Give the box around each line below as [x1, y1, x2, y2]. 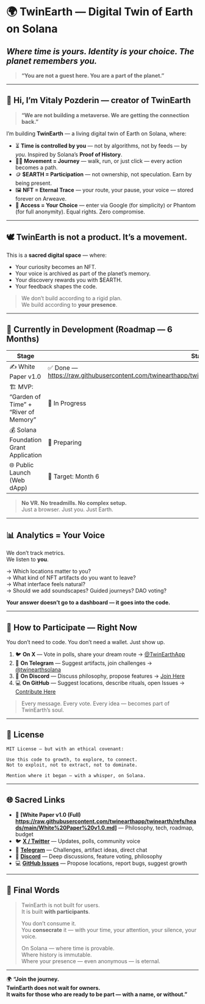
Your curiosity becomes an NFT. [15, 263, 96, 270]
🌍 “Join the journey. [6, 975, 59, 983]
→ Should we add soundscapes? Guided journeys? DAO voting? [6, 587, 167, 595]
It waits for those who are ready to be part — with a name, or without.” [6, 991, 188, 998]
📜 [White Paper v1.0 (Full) [15, 811, 81, 818]
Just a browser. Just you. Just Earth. [21, 506, 114, 513]
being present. [15, 179, 52, 187]
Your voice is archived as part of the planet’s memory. [15, 270, 151, 277]
